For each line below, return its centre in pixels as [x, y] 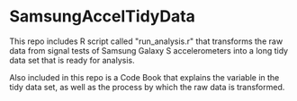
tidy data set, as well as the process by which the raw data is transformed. [147, 87]
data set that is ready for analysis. [72, 60]
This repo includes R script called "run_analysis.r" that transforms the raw [146, 41]
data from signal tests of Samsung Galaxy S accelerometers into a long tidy [149, 50]
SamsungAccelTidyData [103, 17]
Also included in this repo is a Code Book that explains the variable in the [144, 77]
